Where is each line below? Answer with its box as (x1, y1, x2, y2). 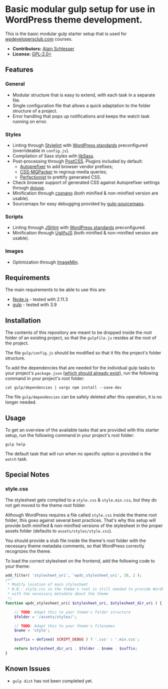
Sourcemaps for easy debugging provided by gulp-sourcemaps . (12, 200, 145, 206)
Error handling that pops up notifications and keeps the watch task (12, 113, 150, 119)
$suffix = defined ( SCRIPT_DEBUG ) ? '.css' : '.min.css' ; (14, 637, 140, 642)
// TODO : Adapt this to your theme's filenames (14, 623, 115, 628)
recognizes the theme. (5, 548, 51, 554)
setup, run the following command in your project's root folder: (5, 432, 134, 438)
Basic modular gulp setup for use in (5, 3, 155, 15)
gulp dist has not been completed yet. (12, 677, 93, 683)
